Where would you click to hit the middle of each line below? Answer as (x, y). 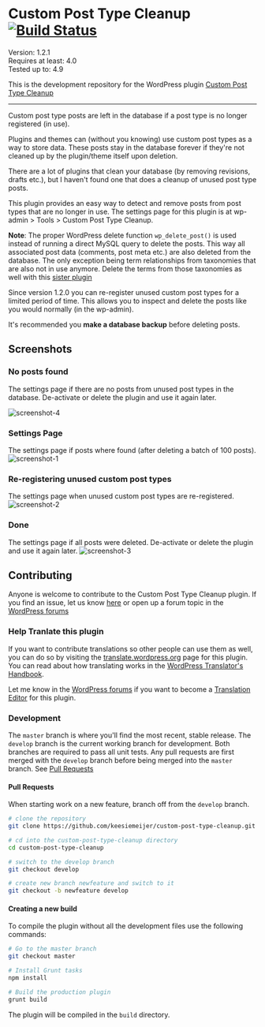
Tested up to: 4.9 (36, 69)
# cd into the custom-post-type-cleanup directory (93, 840)
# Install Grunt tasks (45, 971)
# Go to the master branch (52, 949)
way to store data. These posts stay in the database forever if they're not (126, 148)
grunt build (28, 999)
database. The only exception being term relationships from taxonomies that (132, 260)
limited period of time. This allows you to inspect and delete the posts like (127, 301)
